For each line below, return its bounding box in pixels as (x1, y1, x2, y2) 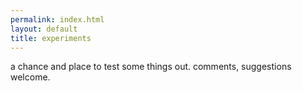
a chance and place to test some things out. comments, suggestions (10, 61, 292, 73)
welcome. (10, 71, 51, 83)
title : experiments (10, 33, 92, 43)
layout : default (10, 24, 78, 34)
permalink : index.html (10, 14, 105, 25)
